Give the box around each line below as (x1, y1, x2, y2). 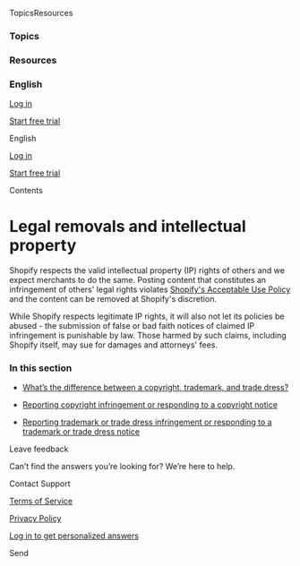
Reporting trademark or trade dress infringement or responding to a (21, 416, 272, 428)
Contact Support (9, 478, 71, 489)
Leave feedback (9, 443, 69, 455)
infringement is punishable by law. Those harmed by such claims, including (9, 330, 287, 341)
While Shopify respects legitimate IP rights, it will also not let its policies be (9, 311, 285, 322)
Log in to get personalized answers (9, 530, 139, 541)
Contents (9, 185, 43, 196)
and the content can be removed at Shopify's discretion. (9, 294, 218, 304)
